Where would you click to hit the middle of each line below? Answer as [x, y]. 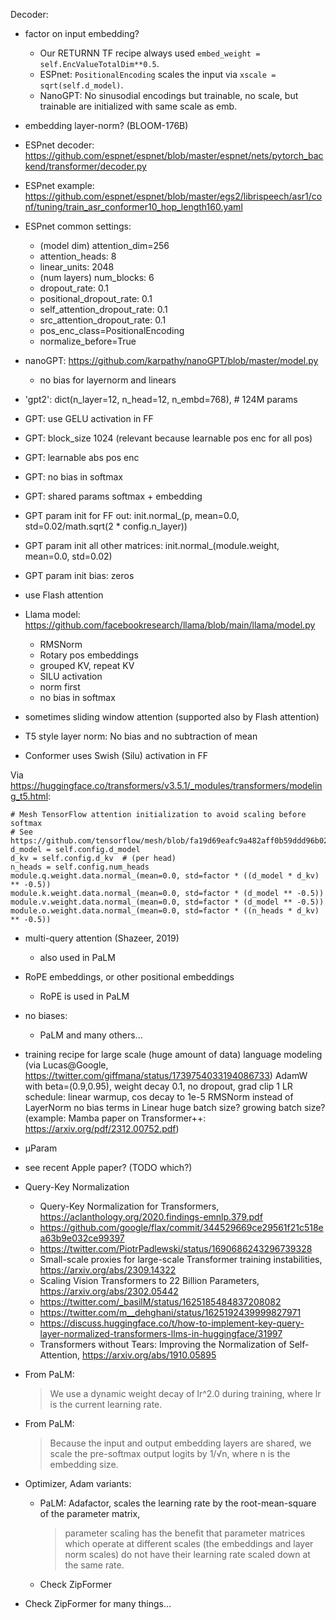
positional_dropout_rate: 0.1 [96, 298]
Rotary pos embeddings [89, 655]
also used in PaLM [77, 957]
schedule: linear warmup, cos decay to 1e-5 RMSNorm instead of [159, 1097]
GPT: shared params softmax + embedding [113, 496]
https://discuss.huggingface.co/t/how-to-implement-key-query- [172, 1323]
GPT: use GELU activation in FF [89, 418]
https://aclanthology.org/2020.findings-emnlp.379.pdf [151, 1217]
